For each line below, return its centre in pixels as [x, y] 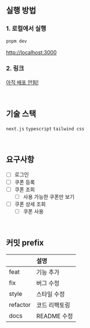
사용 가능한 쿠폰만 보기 [49, 196]
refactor [20, 305]
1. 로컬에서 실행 [26, 29]
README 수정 [55, 316]
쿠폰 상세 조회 [30, 204]
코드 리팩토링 [53, 305]
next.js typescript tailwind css [45, 129]
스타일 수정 [51, 294]
